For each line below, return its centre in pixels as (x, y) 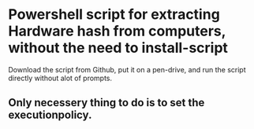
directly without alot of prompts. (60, 78)
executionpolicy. (50, 115)
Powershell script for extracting (114, 15)
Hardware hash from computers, (117, 31)
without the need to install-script (118, 48)
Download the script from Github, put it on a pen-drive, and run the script (127, 69)
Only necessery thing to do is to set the (106, 103)
